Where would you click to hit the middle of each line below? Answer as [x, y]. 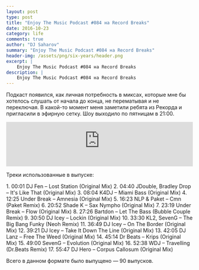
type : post [20, 17]
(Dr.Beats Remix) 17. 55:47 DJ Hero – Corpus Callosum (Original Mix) [90, 249]
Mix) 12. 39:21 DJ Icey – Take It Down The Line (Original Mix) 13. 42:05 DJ [96, 231]
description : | [25, 72]
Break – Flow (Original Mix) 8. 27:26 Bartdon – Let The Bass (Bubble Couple [98, 212]
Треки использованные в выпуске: [50, 175]
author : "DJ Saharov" [33, 45]
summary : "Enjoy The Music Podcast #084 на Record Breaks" [81, 50]
